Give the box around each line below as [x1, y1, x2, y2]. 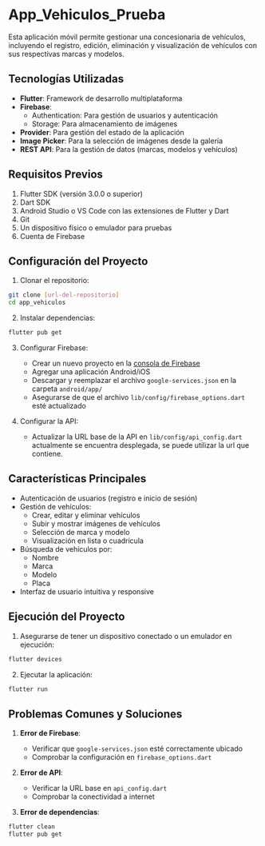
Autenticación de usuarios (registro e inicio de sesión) [19, 493, 198, 503]
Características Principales [8, 472, 147, 485]
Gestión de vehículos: [19, 501, 92, 511]
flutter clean [8, 823, 56, 831]
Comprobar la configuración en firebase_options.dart [31, 752, 212, 762]
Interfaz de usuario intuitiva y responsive [19, 586, 154, 597]
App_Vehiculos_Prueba [8, 6, 166, 24]
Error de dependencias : [19, 808, 100, 817]
